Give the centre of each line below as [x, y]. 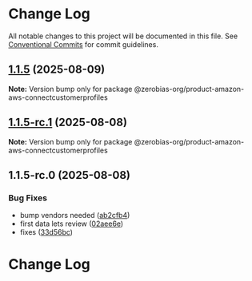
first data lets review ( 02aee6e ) [72, 224]
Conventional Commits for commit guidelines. [83, 44]
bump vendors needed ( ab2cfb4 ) [75, 216]
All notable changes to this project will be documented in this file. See [123, 36]
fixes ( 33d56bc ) [46, 232]
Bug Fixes [28, 198]
